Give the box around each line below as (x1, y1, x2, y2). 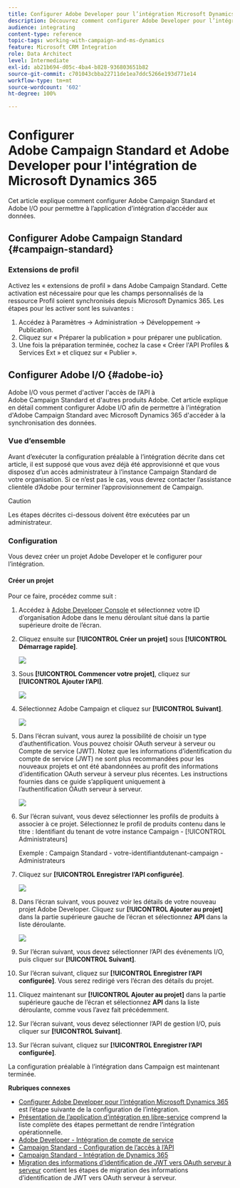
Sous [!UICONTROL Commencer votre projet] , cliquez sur (18, 670, 191, 678)
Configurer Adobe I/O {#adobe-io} (8, 369, 164, 381)
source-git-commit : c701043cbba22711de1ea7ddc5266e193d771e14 (8, 70, 197, 77)
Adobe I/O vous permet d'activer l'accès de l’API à (8, 387, 155, 397)
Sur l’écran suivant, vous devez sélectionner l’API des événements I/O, (18, 948, 225, 956)
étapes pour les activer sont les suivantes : (8, 304, 134, 312)
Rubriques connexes (8, 1084, 71, 1092)
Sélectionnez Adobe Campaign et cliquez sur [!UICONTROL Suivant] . (18, 705, 224, 713)
